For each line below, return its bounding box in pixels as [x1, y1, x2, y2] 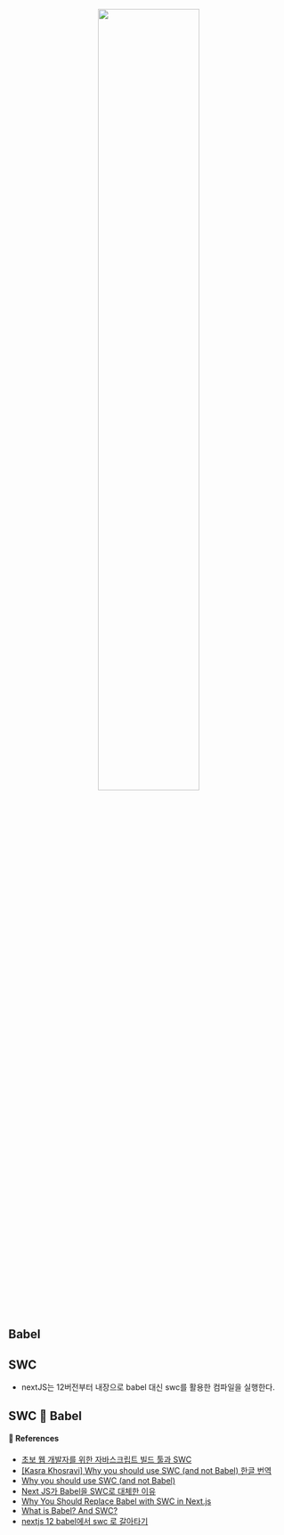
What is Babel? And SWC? [20, 1505, 118, 1515]
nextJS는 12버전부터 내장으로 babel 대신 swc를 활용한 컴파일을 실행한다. [20, 1382, 275, 1393]
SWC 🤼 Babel [8, 1408, 82, 1424]
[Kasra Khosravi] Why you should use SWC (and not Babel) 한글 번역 [20, 1465, 272, 1475]
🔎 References [8, 1433, 60, 1444]
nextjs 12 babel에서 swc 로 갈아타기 [20, 1515, 149, 1526]
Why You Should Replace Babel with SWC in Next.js [20, 1496, 212, 1507]
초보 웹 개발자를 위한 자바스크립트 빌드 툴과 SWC [20, 1454, 192, 1465]
